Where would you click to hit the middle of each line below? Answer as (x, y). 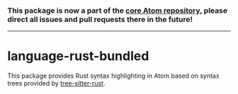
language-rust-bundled (78, 56)
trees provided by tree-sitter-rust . (56, 83)
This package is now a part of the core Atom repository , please (118, 11)
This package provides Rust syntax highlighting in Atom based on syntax (113, 76)
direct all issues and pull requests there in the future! (100, 19)
